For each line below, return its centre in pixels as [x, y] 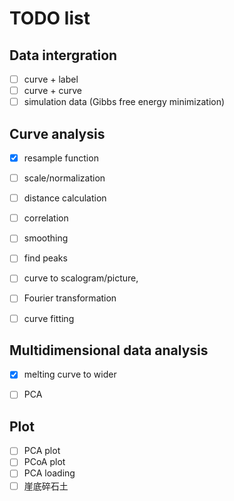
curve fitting [49, 318]
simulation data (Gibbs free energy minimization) [124, 102]
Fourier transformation [70, 298]
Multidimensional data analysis [109, 350]
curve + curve [52, 91]
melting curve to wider [70, 374]
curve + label [51, 79]
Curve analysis [57, 133]
